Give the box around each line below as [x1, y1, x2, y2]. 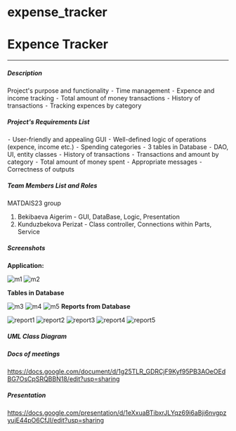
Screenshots [7, 243, 46, 252]
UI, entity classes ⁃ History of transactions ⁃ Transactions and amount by [7, 150, 219, 159]
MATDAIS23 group [7, 199, 62, 207]
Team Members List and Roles [7, 181, 98, 190]
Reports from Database [60, 302, 131, 310]
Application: [7, 262, 44, 269]
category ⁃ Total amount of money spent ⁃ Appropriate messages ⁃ [7, 157, 203, 166]
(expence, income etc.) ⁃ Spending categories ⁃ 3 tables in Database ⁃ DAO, [7, 143, 229, 151]
